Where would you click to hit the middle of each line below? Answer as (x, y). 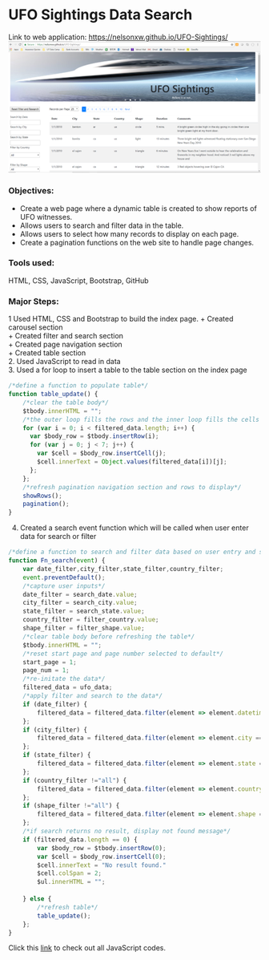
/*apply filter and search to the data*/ (92, 696)
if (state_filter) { (57, 755)
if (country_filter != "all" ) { (75, 780)
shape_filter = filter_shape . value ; (84, 628)
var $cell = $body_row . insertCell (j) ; (102, 454)
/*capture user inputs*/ (64, 586)
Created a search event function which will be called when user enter (134, 528)
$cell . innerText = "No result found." (102, 865)
